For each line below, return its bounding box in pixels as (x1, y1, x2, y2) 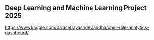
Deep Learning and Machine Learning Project (5, 4, 147, 12)
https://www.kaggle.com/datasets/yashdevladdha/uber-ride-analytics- (5, 24, 149, 30)
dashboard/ (5, 29, 29, 36)
